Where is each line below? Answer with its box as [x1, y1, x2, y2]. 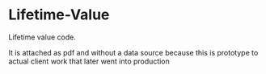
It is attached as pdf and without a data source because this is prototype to [8, 47, 259, 57]
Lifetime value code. [8, 32, 77, 42]
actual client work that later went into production [8, 56, 170, 66]
